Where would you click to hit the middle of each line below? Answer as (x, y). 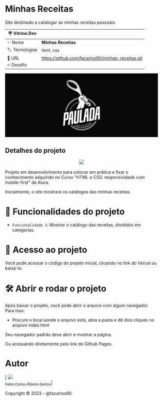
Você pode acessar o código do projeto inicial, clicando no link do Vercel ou (81, 263)
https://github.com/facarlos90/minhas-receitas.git (92, 58)
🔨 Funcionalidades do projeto (65, 211)
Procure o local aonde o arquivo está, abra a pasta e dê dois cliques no (83, 320)
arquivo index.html (31, 325)
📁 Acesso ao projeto (46, 249)
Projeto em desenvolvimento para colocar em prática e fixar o (67, 172)
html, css (50, 50)
